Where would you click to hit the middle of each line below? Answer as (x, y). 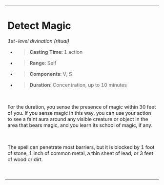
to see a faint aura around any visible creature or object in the (78, 119)
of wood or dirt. (25, 160)
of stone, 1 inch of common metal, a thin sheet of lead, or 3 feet (81, 153)
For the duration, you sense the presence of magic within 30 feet (82, 107)
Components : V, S (51, 74)
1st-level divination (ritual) (39, 41)
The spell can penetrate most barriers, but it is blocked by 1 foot (81, 147)
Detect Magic (39, 25)
